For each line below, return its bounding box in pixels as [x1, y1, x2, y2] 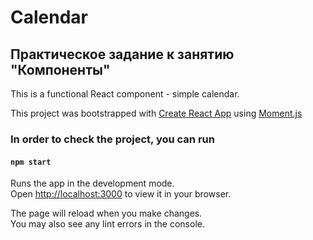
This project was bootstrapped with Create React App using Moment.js [10, 107, 303, 119]
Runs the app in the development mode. [10, 177, 175, 190]
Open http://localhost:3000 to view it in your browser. [10, 188, 232, 200]
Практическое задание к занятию [10, 46, 235, 63]
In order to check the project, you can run [10, 132, 215, 146]
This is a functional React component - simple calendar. [10, 88, 240, 100]
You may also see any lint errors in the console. [10, 218, 205, 230]
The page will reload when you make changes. [10, 207, 203, 220]
